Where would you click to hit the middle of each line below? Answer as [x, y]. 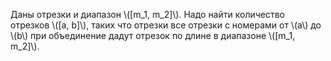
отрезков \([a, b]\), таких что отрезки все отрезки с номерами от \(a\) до [166, 25]
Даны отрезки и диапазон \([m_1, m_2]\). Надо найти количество [148, 14]
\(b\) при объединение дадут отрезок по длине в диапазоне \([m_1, [153, 35]
